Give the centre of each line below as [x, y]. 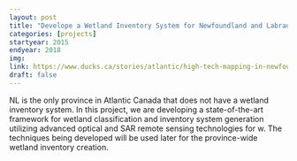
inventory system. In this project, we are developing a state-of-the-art [136, 109]
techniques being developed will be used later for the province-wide [133, 137]
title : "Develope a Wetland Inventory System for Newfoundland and [136, 26]
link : [19, 67]
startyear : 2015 [39, 42]
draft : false [33, 75]
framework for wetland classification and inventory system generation [137, 119]
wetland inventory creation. [59, 147]
